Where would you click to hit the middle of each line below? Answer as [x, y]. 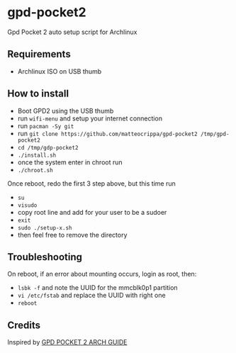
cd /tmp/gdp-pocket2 [48, 147]
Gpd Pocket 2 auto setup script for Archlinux [72, 32]
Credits [24, 325]
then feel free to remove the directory [72, 235]
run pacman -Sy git [46, 125]
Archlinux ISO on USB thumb [60, 71]
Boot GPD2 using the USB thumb [66, 111]
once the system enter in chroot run [70, 162]
